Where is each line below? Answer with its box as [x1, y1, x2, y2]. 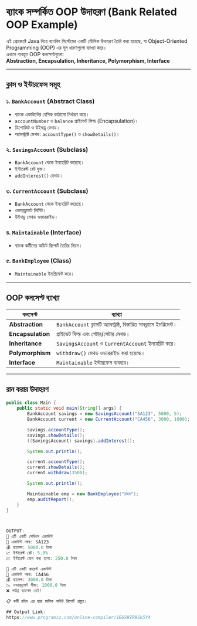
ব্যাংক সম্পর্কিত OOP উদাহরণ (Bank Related [6, 5, 177, 19]
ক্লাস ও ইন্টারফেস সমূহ [6, 80, 60, 90]
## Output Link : [6, 609, 46, 615]
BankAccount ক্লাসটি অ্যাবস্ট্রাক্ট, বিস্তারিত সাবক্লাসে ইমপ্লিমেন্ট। [56, 320, 177, 328]
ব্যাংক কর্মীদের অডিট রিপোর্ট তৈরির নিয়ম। [14, 241, 83, 249]
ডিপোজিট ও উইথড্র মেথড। [14, 124, 60, 131]
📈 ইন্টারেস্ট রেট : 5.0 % [6, 550, 48, 556]
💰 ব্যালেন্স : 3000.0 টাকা [6, 577, 53, 583]
